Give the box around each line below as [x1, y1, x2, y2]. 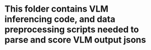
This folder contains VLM [4, 3, 109, 15]
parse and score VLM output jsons [4, 34, 146, 46]
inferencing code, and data [4, 14, 116, 25]
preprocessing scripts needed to [4, 24, 139, 35]
